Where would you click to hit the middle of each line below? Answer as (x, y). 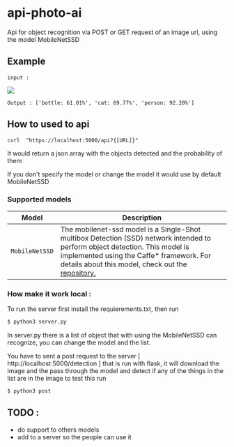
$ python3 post (29, 391)
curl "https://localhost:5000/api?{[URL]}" (73, 140)
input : (18, 77)
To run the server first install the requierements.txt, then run (93, 309)
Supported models (39, 199)
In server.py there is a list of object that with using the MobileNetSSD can (112, 335)
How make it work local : (49, 294)
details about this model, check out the (124, 264)
